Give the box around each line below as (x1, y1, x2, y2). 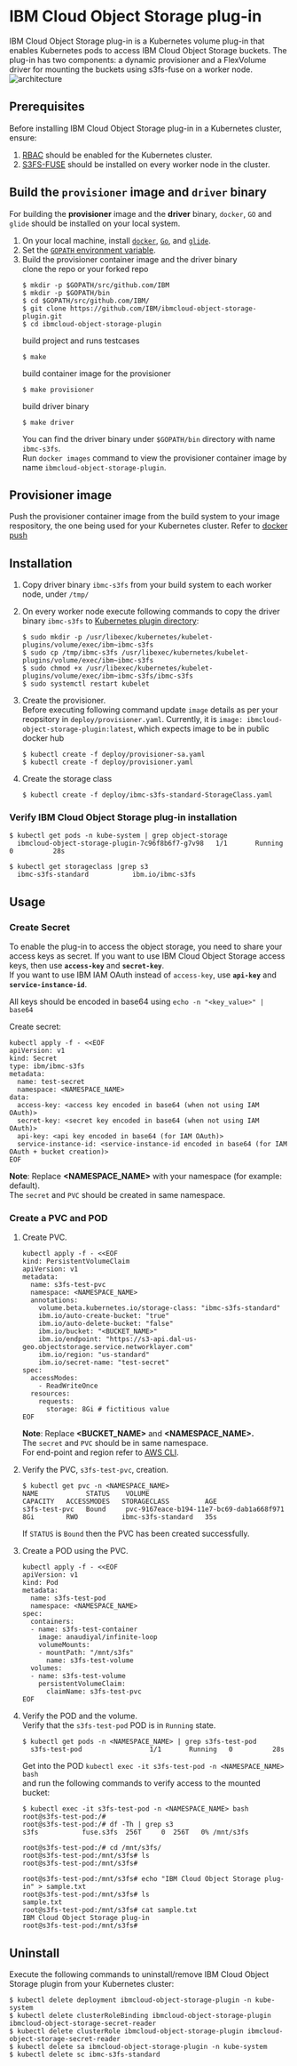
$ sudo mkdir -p (21, 633, 82, 642)
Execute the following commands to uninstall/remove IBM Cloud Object (9, 1969, 270, 1980)
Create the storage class (21, 774, 113, 784)
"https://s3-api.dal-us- (106, 1335, 198, 1344)
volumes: (30, 1664, 63, 1673)
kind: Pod (21, 1579, 59, 1588)
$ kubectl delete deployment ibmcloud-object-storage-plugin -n (9, 1996, 252, 2005)
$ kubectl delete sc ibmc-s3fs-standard (9, 2050, 161, 2060)
